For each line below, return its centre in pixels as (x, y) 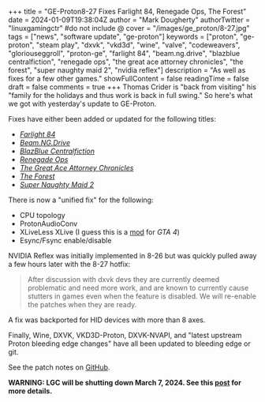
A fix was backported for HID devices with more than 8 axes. (107, 320)
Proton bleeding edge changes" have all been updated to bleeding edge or (129, 344)
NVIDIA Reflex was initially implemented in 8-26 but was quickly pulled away (132, 255)
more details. (30, 391)
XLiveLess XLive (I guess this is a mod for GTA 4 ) (99, 232)
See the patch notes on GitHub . (59, 367)
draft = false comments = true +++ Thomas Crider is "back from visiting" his (132, 87)
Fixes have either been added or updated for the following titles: (112, 119)
